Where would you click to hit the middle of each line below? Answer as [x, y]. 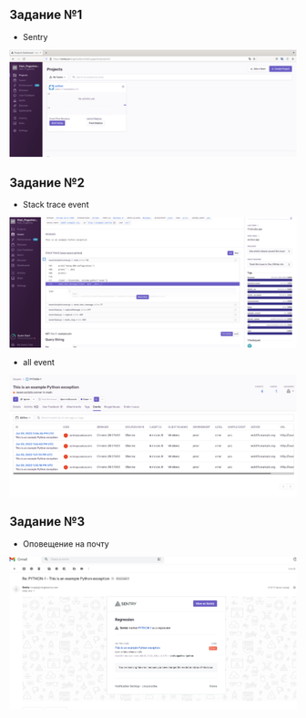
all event [38, 362]
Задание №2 [47, 183]
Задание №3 [47, 522]
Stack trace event [56, 205]
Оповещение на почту [66, 544]
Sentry [35, 36]
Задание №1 [46, 15]
